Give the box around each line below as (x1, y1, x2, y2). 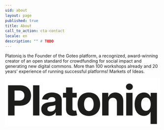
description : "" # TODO (5, 39, 54, 44)
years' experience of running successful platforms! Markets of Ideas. (5, 68, 145, 74)
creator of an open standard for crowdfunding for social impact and (5, 58, 142, 64)
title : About (5, 23, 32, 28)
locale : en (5, 34, 27, 39)
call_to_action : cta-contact (5, 28, 65, 34)
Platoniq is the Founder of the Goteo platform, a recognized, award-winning (5, 53, 158, 59)
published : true (5, 18, 38, 23)
